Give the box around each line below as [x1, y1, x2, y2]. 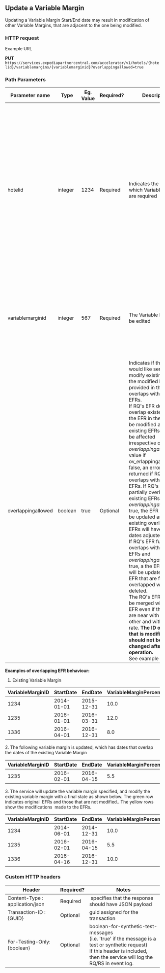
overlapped [128, 581, 156, 588]
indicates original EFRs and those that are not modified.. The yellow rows [5, 799, 154, 805]
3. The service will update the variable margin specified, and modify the [5, 788, 151, 795]
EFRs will [128, 526, 150, 533]
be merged [128, 600, 154, 606]
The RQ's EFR [128, 594, 161, 601]
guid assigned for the [89, 908, 138, 915]
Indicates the [128, 180, 159, 187]
